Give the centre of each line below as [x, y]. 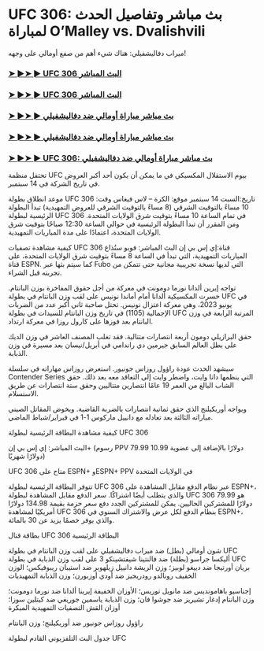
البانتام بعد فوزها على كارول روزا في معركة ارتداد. [81, 321]
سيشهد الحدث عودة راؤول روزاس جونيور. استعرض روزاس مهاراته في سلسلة [121, 368]
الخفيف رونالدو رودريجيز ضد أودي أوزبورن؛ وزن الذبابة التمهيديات [102, 575]
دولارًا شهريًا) [27, 456]
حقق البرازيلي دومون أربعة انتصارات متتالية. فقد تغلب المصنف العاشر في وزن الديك [130, 336]
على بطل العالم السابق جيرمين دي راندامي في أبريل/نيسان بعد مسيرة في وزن [123, 345]
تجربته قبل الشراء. [35, 272]
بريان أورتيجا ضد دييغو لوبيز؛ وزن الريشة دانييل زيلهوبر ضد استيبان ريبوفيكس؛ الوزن [129, 567]
